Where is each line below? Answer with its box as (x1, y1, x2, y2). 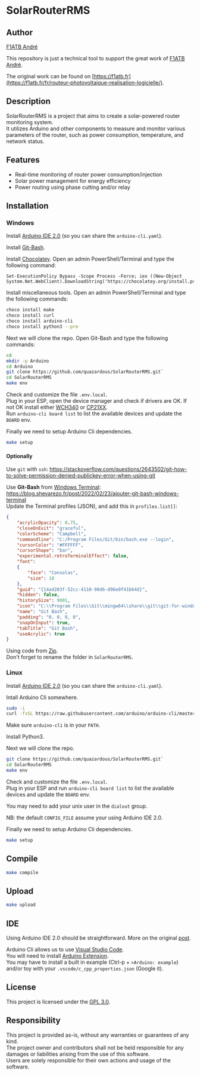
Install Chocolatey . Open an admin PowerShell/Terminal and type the (6, 255, 174, 263)
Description (6, 96, 51, 106)
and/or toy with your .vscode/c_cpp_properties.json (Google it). (6, 965, 164, 972)
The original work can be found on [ (6, 73, 94, 79)
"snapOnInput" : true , (17, 620, 70, 626)
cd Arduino (6, 363, 33, 369)
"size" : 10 (27, 575, 55, 581)
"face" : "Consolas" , (27, 569, 79, 575)
